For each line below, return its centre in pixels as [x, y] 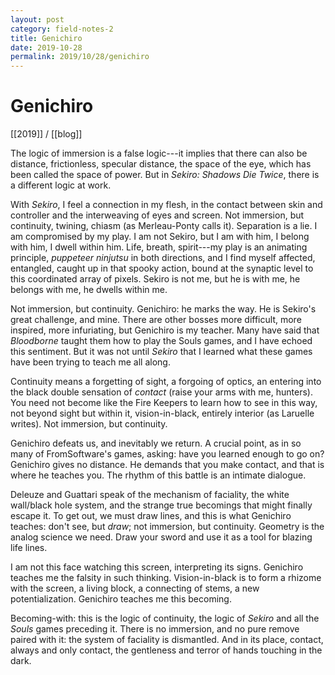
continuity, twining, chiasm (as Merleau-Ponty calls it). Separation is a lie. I [164, 226]
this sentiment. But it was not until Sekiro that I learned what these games [161, 352]
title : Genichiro [46, 38]
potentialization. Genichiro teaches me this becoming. [121, 599]
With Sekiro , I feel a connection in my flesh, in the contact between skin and [166, 205]
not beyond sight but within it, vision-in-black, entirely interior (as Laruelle [162, 413]
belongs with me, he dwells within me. [89, 290]
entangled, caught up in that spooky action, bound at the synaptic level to [162, 268]
